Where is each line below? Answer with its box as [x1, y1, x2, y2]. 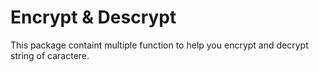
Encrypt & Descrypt [10, 6, 177, 29]
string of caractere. [10, 49, 90, 61]
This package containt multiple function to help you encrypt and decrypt [10, 39, 309, 51]
